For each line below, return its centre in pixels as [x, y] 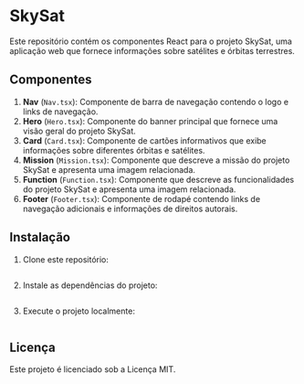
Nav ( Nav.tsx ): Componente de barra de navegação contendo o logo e [156, 101]
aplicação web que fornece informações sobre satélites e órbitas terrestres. [152, 50]
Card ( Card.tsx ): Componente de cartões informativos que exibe [144, 140]
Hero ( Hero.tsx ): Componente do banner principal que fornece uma [150, 121]
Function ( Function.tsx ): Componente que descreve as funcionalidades [158, 179]
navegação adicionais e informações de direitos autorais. [130, 208]
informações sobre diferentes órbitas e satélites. [114, 150]
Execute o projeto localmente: [79, 311]
